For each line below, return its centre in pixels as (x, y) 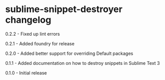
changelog (28, 20)
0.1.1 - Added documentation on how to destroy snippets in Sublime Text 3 (82, 63)
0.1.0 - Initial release (26, 73)
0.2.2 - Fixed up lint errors (32, 34)
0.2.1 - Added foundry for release (40, 43)
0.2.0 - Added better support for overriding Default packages (69, 53)
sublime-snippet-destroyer (64, 9)
